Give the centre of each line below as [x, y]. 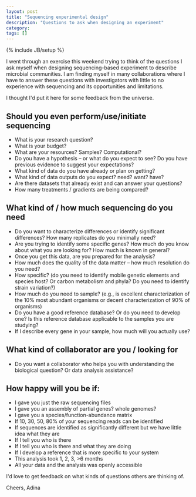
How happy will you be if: [53, 388]
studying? [26, 325]
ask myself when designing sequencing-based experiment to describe [92, 68]
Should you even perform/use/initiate [76, 116]
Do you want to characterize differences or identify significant [89, 231]
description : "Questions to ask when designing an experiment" [85, 22]
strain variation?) [35, 287]
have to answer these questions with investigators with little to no [85, 80]
